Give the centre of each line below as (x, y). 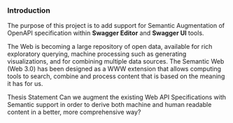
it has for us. (25, 84)
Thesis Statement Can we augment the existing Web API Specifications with (116, 97)
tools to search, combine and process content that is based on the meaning (116, 76)
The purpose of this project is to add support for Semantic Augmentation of (116, 26)
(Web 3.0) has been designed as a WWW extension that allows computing (114, 69)
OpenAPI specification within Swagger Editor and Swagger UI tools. (106, 33)
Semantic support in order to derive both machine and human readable (110, 105)
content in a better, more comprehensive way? (74, 112)
